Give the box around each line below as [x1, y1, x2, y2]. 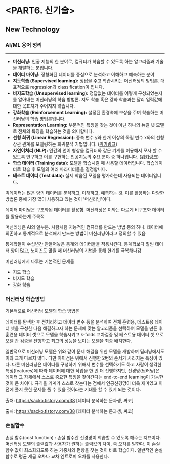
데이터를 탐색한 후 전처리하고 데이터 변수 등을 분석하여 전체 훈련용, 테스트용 [5, 319, 154, 325]
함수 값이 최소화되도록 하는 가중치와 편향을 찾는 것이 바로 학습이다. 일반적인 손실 [5, 447, 163, 453]
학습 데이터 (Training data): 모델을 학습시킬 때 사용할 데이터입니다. [12, 160, 146, 166]
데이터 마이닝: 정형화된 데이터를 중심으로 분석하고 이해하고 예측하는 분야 [12, 71, 155, 77]
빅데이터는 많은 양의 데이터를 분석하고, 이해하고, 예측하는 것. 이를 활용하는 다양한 [5, 190, 164, 196]
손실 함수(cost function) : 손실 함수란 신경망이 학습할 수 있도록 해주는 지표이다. [5, 435, 161, 441]
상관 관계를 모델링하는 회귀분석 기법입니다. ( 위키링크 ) [12, 140, 117, 147]
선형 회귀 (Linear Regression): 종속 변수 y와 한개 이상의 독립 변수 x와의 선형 [12, 134, 164, 140]
